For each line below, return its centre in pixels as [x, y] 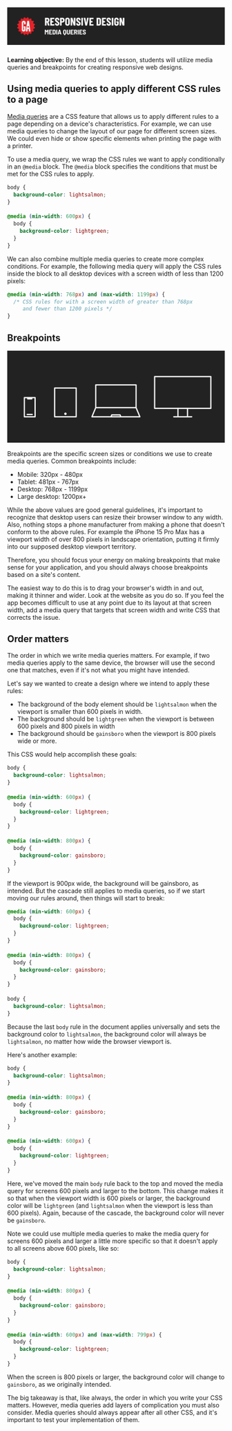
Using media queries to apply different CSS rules [114, 89]
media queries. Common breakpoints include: [72, 461]
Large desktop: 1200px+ [52, 496]
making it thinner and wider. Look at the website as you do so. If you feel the [116, 595]
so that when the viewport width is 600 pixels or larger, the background [109, 1198]
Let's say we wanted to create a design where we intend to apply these [108, 683]
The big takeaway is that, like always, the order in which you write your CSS [115, 1397]
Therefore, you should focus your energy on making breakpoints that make [114, 560]
